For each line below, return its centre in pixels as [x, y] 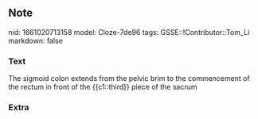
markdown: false [36, 40]
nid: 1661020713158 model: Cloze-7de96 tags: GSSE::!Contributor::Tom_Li [129, 32]
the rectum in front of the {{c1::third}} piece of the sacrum [103, 87]
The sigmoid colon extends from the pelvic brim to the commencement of [129, 79]
